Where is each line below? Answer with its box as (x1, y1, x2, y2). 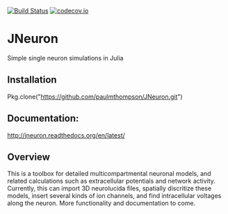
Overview (7, 151, 51, 163)
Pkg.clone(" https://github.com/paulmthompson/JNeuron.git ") (7, 92, 183, 101)
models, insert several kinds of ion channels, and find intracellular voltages (7, 192, 222, 200)
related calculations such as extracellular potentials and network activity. (7, 177, 215, 186)
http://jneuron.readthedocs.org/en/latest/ (7, 131, 125, 139)
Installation (7, 74, 57, 86)
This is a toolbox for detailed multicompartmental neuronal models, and (7, 170, 211, 178)
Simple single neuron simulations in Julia (7, 53, 124, 62)
